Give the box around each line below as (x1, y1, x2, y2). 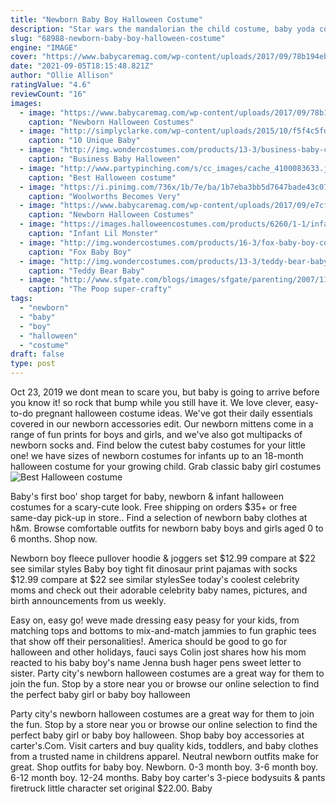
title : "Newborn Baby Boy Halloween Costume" (10, 14, 203, 25)
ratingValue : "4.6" (10, 80, 92, 90)
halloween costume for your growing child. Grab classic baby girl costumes (10, 461, 322, 472)
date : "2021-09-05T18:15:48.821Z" (10, 61, 155, 71)
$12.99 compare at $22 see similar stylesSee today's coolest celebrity (10, 574, 300, 585)
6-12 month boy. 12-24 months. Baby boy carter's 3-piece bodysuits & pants (10, 772, 326, 783)
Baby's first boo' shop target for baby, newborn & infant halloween (10, 491, 285, 502)
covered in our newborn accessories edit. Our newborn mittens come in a (10, 418, 314, 430)
